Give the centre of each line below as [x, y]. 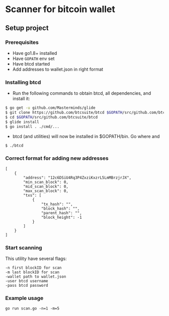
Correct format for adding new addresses [57, 158]
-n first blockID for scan [33, 268]
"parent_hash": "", [61, 213]
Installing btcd [23, 82]
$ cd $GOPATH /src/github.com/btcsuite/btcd [52, 117]
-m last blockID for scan [32, 272]
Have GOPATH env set [33, 58]
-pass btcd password [27, 286]
